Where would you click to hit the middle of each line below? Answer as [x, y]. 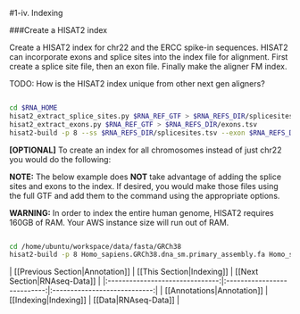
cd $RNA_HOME [33, 108]
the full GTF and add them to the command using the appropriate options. [145, 195]
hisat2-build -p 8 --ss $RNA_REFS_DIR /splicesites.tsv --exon [127, 133]
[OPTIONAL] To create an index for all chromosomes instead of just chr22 [146, 150]
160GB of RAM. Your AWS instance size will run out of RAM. [119, 222]
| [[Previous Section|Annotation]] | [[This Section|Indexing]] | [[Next [134, 272]
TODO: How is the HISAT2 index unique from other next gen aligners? [137, 83]
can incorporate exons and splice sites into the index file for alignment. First [149, 57]
